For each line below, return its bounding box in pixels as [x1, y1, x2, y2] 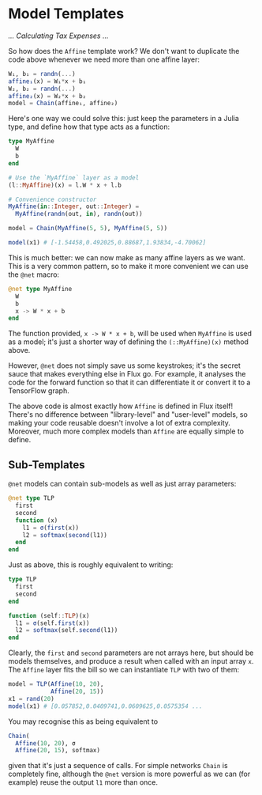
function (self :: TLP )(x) [8, 611, 90, 619]
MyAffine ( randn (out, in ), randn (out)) [15, 210, 144, 218]
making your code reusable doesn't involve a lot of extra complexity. [8, 418, 231, 428]
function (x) [15, 516, 58, 524]
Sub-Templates [8, 458, 85, 471]
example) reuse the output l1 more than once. [8, 778, 159, 787]
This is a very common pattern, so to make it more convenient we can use [8, 261, 249, 271]
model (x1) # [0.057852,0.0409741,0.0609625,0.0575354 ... [8, 702, 203, 710]
